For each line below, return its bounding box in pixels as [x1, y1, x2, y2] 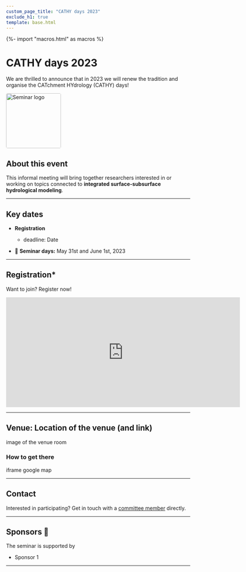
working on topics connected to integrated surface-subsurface [6, 181, 161, 188]
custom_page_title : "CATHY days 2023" [6, 8, 101, 15]
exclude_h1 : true [6, 14, 48, 20]
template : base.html [6, 19, 57, 25]
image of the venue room [6, 438, 67, 445]
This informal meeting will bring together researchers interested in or [6, 174, 172, 182]
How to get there [6, 453, 54, 461]
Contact [6, 489, 36, 499]
